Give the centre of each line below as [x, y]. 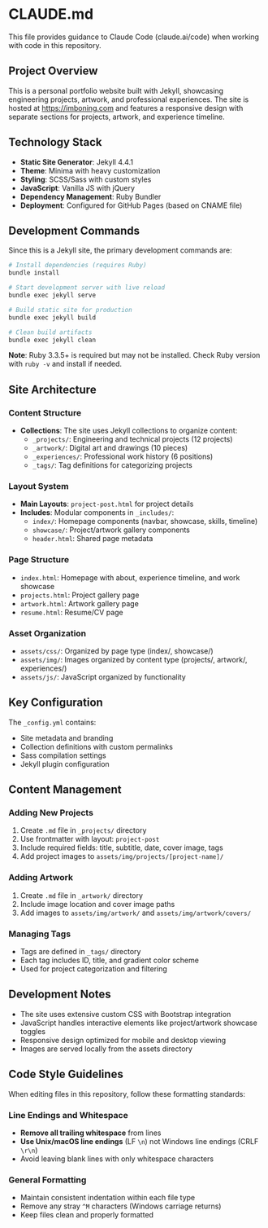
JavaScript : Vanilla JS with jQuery [78, 187]
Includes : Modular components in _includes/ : [97, 513]
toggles [33, 1031]
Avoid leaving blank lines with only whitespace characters [117, 1159]
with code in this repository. [55, 45]
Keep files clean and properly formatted [87, 1215]
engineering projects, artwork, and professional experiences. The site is [129, 99]
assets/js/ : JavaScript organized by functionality [103, 676]
